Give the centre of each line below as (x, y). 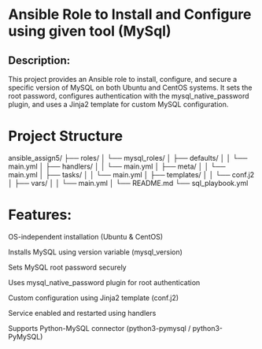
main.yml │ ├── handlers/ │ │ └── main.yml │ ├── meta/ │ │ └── (117, 166)
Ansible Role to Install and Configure (130, 15)
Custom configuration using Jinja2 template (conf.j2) (94, 298)
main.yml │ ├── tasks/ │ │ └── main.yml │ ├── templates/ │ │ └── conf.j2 (131, 174)
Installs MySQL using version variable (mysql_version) (96, 252)
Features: (40, 215)
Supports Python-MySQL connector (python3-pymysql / (100, 328)
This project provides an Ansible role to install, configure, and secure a (123, 79)
